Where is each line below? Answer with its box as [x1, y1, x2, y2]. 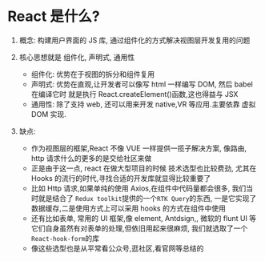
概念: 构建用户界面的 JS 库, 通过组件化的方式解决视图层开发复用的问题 [18, 35, 251, 45]
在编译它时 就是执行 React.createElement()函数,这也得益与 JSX [30, 89, 239, 98]
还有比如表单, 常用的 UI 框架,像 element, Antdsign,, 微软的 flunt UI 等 [30, 213, 257, 223]
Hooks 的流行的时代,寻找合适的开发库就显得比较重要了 [30, 173, 211, 183]
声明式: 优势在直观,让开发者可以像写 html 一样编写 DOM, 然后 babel [30, 79, 253, 89]
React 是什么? [7, 7, 101, 26]
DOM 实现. [30, 109, 67, 118]
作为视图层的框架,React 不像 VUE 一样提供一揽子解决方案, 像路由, [30, 143, 247, 153]
